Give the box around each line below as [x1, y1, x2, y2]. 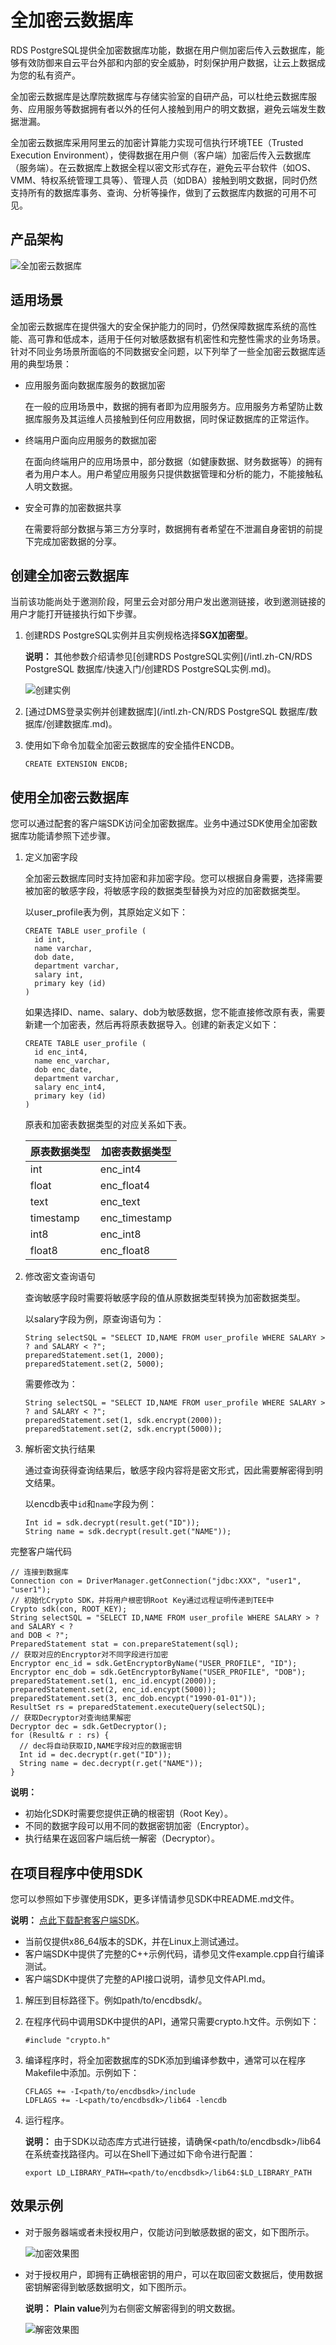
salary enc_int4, [34, 1082, 107, 1093]
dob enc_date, [34, 1065, 93, 1075]
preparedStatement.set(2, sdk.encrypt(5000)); [24, 1424, 223, 1435]
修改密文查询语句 [24, 1271, 96, 1283]
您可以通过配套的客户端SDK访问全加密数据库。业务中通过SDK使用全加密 [10, 817, 309, 830]
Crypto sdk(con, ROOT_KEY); [10, 1604, 128, 1615]
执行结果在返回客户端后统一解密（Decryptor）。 [24, 1832, 221, 1845]
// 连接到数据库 [10, 1567, 69, 1578]
